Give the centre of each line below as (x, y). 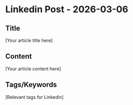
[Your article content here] (33, 69)
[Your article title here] (29, 40)
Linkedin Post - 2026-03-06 (67, 9)
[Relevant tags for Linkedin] (35, 97)
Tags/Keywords (31, 85)
